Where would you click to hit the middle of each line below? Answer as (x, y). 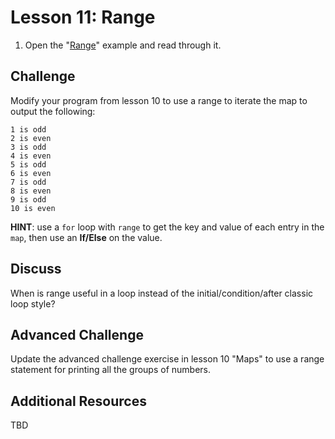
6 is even (31, 173)
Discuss (36, 269)
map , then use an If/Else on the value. (86, 237)
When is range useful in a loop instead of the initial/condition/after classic (162, 293)
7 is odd (28, 182)
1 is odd (28, 129)
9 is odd (28, 199)
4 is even (31, 156)
